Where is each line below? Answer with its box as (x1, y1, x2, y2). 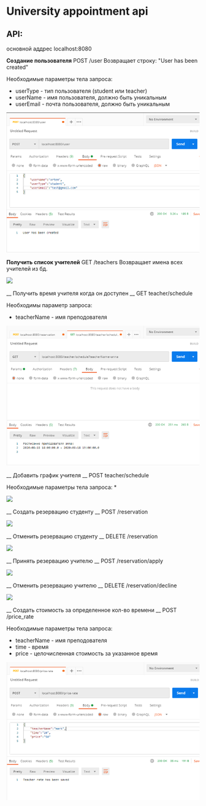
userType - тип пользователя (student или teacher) (15, 87, 147, 95)
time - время (15, 643, 49, 651)
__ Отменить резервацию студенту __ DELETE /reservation (6, 533, 158, 540)
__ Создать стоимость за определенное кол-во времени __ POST (6, 606, 177, 614)
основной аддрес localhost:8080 (6, 45, 92, 52)
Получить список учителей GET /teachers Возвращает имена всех (6, 259, 183, 266)
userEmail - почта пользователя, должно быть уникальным (15, 100, 170, 108)
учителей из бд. (6, 265, 48, 273)
